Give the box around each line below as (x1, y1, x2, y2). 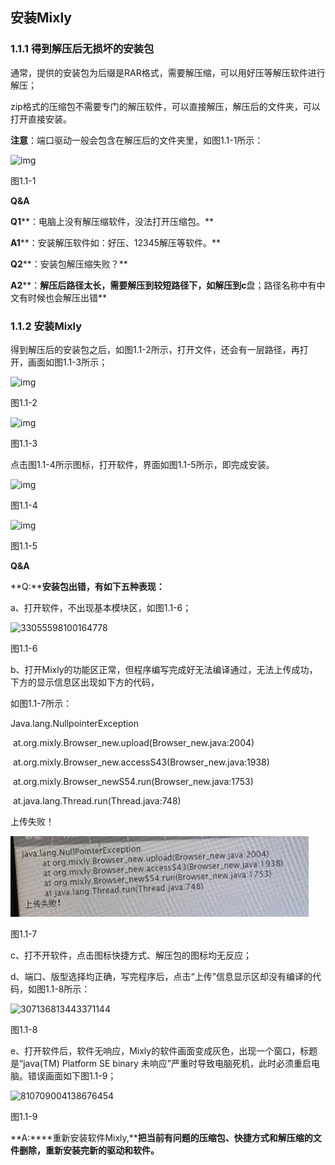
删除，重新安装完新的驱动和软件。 (18, 1144, 160, 1156)
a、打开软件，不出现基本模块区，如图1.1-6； (10, 601, 192, 613)
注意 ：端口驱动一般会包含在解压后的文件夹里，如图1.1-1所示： (10, 134, 264, 146)
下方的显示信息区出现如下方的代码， (10, 676, 160, 688)
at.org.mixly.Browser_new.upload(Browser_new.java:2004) (12, 736, 255, 748)
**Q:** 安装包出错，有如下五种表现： (10, 580, 165, 592)
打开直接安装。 (10, 113, 72, 125)
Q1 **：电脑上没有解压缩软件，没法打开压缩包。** (10, 215, 214, 227)
